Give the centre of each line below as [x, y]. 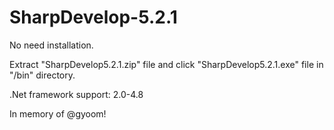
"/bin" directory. [42, 75]
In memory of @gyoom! [58, 113]
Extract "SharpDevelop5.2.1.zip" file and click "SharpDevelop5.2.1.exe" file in [166, 64]
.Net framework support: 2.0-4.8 [76, 94]
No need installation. [51, 45]
